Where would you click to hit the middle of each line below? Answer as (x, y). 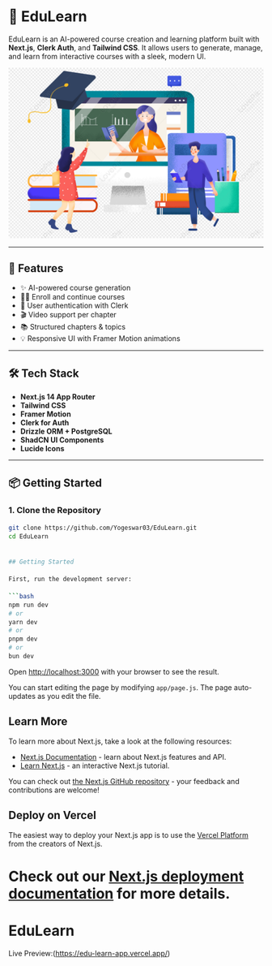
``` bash (21, 596)
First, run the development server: (70, 580)
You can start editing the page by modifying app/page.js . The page (120, 687)
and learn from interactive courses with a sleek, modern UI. (107, 56)
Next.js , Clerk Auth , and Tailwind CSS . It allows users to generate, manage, (136, 47)
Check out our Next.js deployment (126, 876)
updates (22, 696)
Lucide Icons (42, 449)
